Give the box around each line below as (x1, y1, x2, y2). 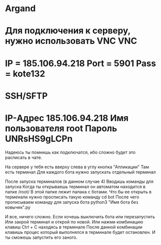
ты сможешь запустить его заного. (5, 234, 78, 240)
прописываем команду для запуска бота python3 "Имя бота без (5, 199, 138, 205)
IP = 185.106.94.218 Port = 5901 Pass (5, 58, 156, 69)
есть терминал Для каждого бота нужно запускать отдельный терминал (5, 169, 156, 175)
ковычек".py (5, 204, 31, 210)
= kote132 (5, 68, 45, 79)
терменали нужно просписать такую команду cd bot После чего (5, 194, 140, 200)
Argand (5, 3, 36, 14)
